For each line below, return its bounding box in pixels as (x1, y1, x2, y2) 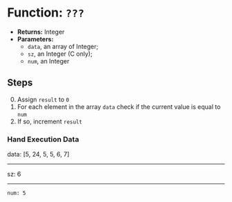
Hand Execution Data (7, 134, 79, 144)
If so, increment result (17, 117, 83, 125)
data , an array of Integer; (27, 42, 99, 50)
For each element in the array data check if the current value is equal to (17, 102, 221, 111)
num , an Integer (27, 57, 70, 65)
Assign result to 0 (17, 95, 70, 103)
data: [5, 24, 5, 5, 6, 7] (7, 150, 70, 159)
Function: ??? (7, 5, 85, 21)
